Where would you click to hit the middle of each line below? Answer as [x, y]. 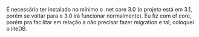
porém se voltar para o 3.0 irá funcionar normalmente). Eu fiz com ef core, [99, 16]
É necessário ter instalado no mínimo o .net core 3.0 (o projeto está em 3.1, [99, 9]
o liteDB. [17, 29]
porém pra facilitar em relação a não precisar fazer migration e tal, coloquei [100, 22]
